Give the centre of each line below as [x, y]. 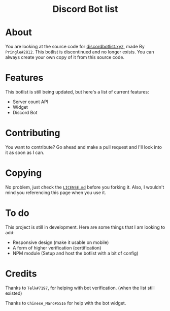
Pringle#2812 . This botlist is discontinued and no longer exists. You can [80, 52]
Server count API [30, 102]
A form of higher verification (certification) [57, 247]
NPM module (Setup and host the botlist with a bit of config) [75, 253]
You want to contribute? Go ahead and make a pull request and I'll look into [84, 147]
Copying [24, 173]
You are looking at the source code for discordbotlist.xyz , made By [75, 47]
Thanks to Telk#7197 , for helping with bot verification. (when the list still [80, 288]
